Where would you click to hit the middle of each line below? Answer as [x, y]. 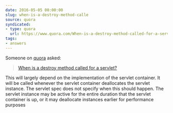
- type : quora [21, 29]
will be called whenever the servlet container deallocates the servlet [78, 83]
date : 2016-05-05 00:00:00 [34, 10]
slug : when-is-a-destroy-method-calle [47, 15]
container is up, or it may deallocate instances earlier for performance [80, 99]
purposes [15, 105]
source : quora [21, 19]
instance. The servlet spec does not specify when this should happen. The [84, 88]
